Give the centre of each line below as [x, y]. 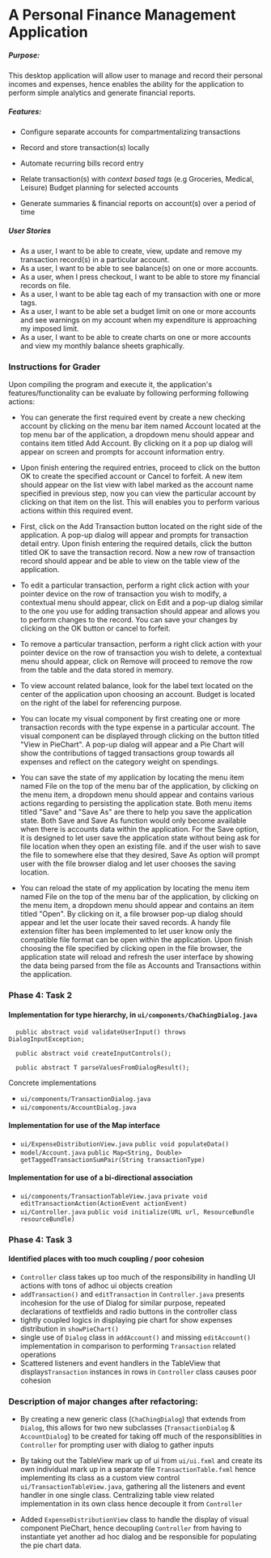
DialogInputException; [47, 1039]
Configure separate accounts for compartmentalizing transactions [130, 132]
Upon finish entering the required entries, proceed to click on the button [140, 467]
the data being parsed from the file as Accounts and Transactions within [140, 966]
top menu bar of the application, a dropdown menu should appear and [137, 435]
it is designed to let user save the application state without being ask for [140, 838]
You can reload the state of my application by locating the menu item [135, 888]
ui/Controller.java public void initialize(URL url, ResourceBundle [137, 1212]
